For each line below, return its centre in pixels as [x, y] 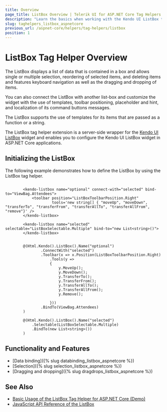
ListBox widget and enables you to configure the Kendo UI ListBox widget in [83, 137]
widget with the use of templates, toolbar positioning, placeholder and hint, [82, 102]
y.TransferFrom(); [78, 281]
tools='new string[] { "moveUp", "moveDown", [100, 203]
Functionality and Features [47, 349]
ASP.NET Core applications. [34, 143]
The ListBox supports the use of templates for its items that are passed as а [83, 117]
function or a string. [25, 122]
